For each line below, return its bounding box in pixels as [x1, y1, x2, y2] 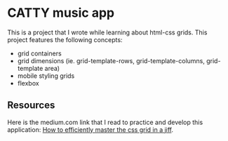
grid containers [17, 49, 62, 58]
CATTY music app [7, 5, 115, 21]
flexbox [17, 79, 40, 87]
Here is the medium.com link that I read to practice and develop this [7, 118, 203, 126]
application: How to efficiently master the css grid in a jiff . [7, 125, 174, 134]
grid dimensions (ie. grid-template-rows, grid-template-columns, [17, 56, 206, 65]
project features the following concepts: [7, 35, 123, 43]
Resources [7, 100, 55, 112]
